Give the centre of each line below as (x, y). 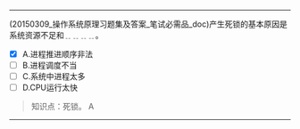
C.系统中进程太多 (54, 77)
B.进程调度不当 (50, 65)
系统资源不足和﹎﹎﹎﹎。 (56, 35)
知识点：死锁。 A (62, 107)
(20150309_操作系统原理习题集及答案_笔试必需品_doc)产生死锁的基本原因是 (149, 24)
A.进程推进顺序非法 (58, 54)
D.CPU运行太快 (50, 88)
